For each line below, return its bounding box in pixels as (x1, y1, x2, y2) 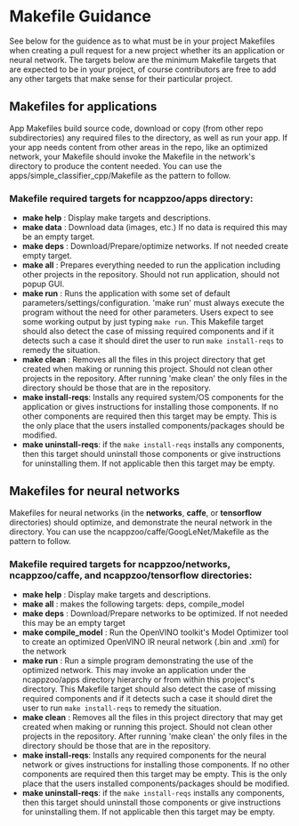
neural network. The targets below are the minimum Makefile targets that (9, 54, 277, 65)
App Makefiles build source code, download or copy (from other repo (9, 123, 264, 133)
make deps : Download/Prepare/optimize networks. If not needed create (21, 241, 289, 252)
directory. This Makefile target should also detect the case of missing (21, 684, 277, 694)
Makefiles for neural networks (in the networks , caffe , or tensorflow (9, 507, 263, 517)
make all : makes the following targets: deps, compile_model (21, 598, 245, 610)
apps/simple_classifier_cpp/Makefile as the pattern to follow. (9, 170, 231, 180)
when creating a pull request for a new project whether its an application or (9, 44, 285, 55)
